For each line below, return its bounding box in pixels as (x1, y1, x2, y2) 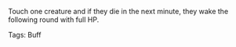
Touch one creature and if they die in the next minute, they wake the (8, 7, 229, 16)
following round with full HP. (8, 15, 100, 24)
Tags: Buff (8, 31, 42, 39)
